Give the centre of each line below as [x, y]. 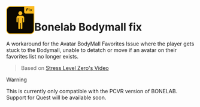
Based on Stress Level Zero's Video [65, 68]
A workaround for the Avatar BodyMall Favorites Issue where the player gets [100, 44]
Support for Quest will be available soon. [56, 97]
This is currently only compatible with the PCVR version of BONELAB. [92, 91]
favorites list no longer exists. [43, 56]
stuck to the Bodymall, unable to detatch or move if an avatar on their [92, 50]
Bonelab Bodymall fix [88, 27]
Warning [16, 80]
